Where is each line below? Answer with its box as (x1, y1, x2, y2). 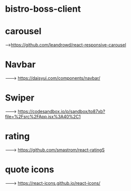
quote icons (5, 164, 54, 175)
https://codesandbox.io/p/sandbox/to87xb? (18, 108, 106, 114)
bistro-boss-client (5, 3, 81, 15)
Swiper (5, 92, 35, 104)
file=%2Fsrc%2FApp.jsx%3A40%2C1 (5, 114, 81, 119)
